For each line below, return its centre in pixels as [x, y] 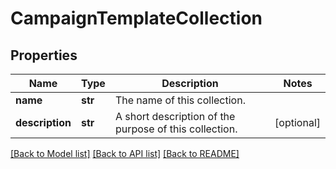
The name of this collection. [180, 100]
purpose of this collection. [176, 129]
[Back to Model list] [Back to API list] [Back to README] [125, 153]
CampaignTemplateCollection [136, 18]
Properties [44, 55]
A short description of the [175, 116]
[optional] [297, 122]
